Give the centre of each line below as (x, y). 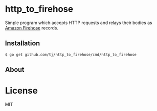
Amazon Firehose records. (32, 28)
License (22, 91)
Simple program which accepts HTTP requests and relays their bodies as (79, 23)
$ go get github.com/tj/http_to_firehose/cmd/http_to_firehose (71, 55)
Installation (22, 43)
